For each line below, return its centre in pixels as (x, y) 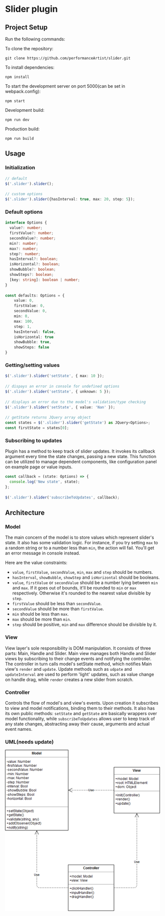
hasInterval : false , (35, 332)
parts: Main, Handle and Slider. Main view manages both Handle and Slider (81, 653)
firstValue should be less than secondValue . (57, 604)
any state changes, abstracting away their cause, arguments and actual (77, 724)
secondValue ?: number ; (33, 238)
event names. (19, 729)
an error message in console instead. (42, 553)
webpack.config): (23, 91)
